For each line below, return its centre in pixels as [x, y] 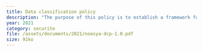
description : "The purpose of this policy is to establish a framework [98, 17]
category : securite [31, 28]
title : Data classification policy [51, 12]
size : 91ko [20, 39]
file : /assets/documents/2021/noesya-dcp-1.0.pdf [70, 34]
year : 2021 [20, 23]
